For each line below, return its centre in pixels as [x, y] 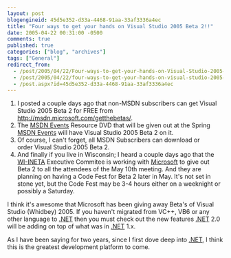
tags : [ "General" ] [33, 58]
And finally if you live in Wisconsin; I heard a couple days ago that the [115, 155]
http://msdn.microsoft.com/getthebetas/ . [75, 118]
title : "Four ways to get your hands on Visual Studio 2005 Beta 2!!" [110, 26]
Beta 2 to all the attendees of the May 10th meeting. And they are [109, 169]
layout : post [26, 13]
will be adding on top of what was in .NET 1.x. [71, 226]
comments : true [29, 39]
